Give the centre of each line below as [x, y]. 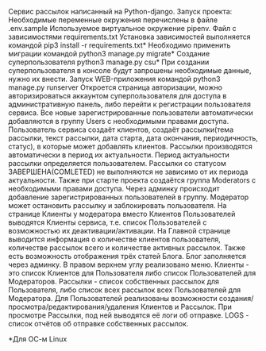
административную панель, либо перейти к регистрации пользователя [130, 104]
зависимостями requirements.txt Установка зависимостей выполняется [130, 37]
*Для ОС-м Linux [38, 339]
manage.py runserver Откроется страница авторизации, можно [115, 87]
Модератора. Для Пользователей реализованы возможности [113, 298]
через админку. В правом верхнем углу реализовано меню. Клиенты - [129, 264]
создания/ [236, 298]
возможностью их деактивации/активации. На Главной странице [120, 231]
